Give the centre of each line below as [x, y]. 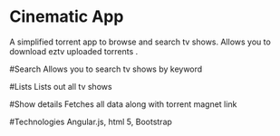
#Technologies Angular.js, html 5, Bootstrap [91, 121]
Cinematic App [67, 17]
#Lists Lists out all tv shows [61, 86]
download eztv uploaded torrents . [74, 51]
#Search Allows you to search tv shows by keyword [106, 69]
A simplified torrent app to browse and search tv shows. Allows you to [140, 42]
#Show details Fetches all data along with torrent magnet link [123, 104]
